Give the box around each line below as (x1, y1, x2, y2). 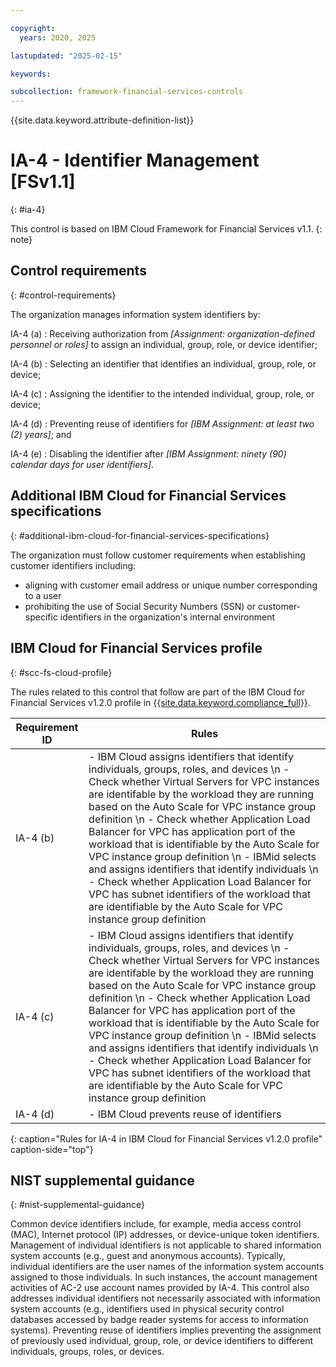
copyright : (10, 23, 56, 33)
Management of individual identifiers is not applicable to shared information (10, 1239, 322, 1251)
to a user (24, 589, 62, 601)
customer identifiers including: (10, 559, 137, 571)
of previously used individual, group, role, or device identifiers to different (10, 1335, 314, 1347)
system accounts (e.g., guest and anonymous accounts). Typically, (10, 1250, 286, 1262)
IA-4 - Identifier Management (10, 149, 260, 172)
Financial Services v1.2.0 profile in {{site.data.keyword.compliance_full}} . (10, 696, 311, 708)
